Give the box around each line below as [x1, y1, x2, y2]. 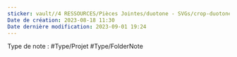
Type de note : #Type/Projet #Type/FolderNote [7, 42, 143, 51]
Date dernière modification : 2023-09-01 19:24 [7, 23, 147, 30]
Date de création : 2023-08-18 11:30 [7, 17, 115, 24]
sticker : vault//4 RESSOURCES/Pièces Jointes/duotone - [7, 10, 175, 17]
